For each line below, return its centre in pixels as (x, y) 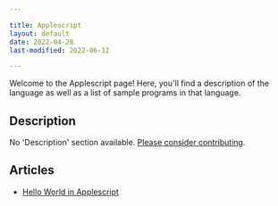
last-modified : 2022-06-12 (59, 50)
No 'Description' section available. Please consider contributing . (127, 143)
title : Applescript (46, 25)
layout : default (39, 33)
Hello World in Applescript (70, 192)
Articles (32, 170)
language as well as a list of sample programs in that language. (125, 93)
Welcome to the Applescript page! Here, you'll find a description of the (139, 83)
